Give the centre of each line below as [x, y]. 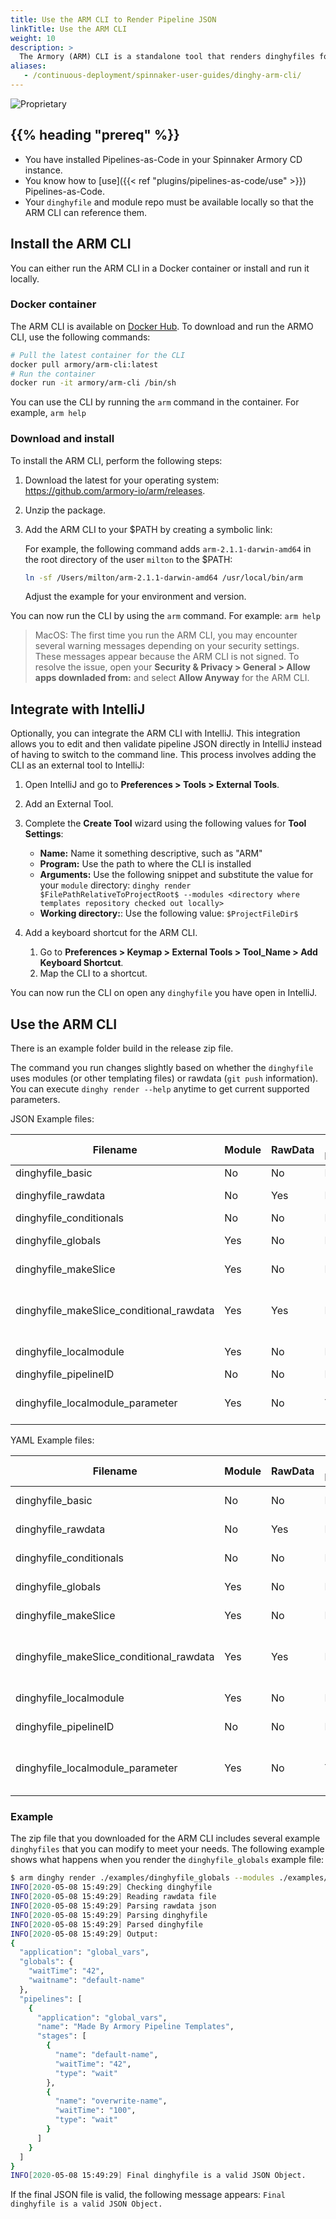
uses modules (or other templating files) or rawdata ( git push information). [164, 1078]
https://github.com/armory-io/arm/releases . [115, 490]
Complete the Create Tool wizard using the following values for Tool [165, 823]
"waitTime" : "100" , [95, 2111]
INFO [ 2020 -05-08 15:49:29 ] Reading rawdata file [113, 1897]
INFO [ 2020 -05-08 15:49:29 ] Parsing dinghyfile [109, 1915]
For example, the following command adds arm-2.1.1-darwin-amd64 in [168, 548]
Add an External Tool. [69, 804]
